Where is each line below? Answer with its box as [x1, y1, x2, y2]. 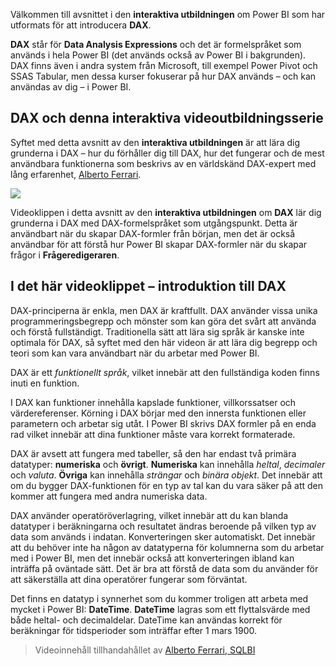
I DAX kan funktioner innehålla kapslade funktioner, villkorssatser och [10, 396, 297, 408]
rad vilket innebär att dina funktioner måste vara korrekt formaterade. [10, 428, 296, 440]
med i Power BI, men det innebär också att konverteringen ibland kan [10, 552, 295, 564]
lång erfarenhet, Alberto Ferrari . [10, 168, 142, 180]
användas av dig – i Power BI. [10, 81, 132, 93]
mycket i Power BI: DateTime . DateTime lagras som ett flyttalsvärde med [10, 603, 311, 615]
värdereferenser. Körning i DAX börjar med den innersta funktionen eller [10, 407, 307, 419]
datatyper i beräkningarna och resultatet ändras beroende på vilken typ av [10, 520, 317, 532]
